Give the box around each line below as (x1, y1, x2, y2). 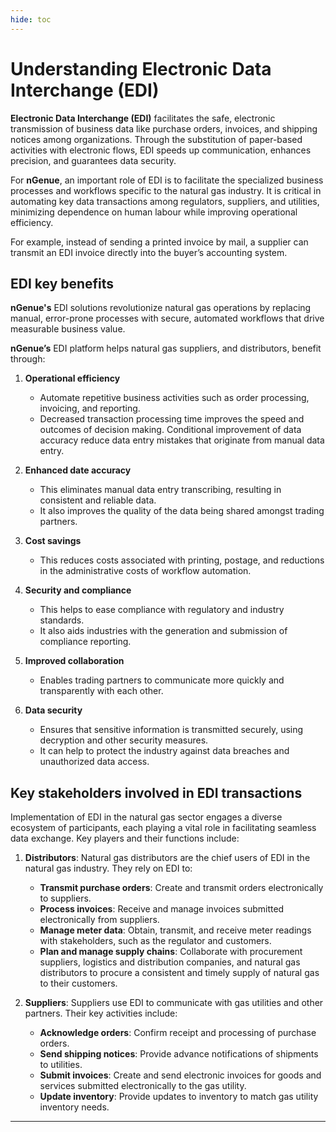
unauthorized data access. (39, 756, 150, 768)
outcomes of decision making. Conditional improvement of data (39, 424, 302, 436)
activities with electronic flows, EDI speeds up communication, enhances (10, 144, 312, 156)
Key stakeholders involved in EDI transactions (10, 784, 303, 801)
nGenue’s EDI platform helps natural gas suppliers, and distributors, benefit (10, 342, 322, 355)
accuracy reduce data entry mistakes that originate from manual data (39, 434, 325, 446)
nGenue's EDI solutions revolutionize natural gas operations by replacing (10, 302, 312, 314)
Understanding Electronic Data (10, 57, 272, 80)
